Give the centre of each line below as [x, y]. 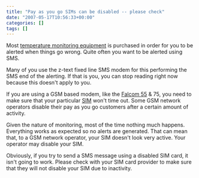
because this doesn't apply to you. [49, 83]
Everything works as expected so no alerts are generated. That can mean [97, 131]
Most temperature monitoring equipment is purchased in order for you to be [100, 46]
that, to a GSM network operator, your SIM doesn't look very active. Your [96, 138]
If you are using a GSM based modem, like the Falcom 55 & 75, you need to [99, 94]
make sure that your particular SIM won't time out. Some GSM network [94, 101]
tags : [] [17, 28]
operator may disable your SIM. [45, 144]
